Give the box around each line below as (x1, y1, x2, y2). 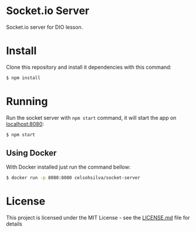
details (6, 220, 22, 227)
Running (6, 95, 48, 108)
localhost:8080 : (6, 120, 44, 127)
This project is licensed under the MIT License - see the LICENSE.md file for (6, 214, 190, 221)
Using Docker (6, 148, 57, 158)
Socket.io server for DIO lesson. (6, 23, 83, 31)
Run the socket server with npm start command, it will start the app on (6, 114, 177, 121)
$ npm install (6, 75, 41, 80)
